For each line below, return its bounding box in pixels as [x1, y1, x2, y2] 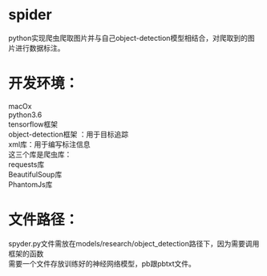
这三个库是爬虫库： [8, 149, 72, 159]
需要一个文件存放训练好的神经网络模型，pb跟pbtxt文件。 [8, 258, 196, 268]
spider [8, 6, 52, 24]
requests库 [8, 159, 45, 169]
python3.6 [8, 110, 42, 120]
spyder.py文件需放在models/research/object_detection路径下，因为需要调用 [8, 238, 260, 248]
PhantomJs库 [8, 179, 53, 189]
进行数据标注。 [14, 43, 65, 53]
